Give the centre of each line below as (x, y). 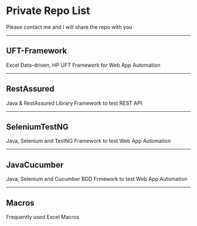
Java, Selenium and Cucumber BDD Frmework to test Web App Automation (97, 179)
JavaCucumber (35, 165)
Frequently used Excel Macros (43, 217)
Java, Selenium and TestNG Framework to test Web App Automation (89, 141)
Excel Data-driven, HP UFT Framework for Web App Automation (83, 65)
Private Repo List (48, 11)
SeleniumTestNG (38, 127)
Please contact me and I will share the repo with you (69, 27)
